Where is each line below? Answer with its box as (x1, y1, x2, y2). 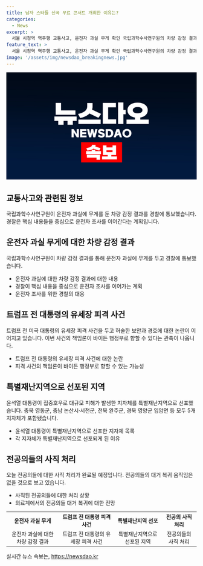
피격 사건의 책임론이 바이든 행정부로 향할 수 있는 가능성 (14, 362, 144, 370)
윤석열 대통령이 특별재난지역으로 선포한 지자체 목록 (14, 427, 135, 434)
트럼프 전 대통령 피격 (62, 513, 111, 521)
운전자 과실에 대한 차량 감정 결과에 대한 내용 (14, 275, 119, 282)
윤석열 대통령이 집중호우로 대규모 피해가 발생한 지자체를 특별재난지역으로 (6, 399, 178, 406)
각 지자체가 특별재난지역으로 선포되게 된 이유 (14, 434, 121, 442)
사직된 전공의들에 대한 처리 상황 (14, 491, 89, 499)
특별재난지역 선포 (117, 517, 158, 524)
